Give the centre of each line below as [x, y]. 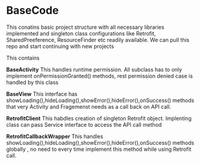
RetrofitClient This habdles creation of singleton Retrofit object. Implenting [99, 118]
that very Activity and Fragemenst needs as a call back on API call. [89, 106]
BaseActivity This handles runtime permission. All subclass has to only [94, 69]
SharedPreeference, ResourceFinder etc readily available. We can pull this [98, 40]
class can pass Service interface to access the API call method [84, 124]
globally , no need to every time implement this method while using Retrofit [99, 149]
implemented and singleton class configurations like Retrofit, [81, 33]
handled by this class [32, 82]
